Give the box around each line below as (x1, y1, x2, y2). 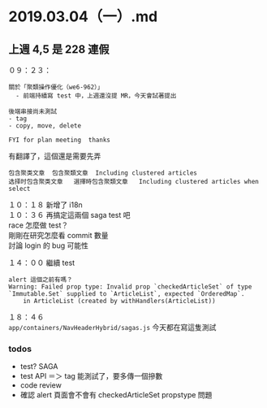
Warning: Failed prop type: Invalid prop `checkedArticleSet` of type (8, 283, 252, 291)
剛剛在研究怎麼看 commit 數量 (8, 231, 109, 240)
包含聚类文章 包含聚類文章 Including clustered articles (8, 169, 197, 177)
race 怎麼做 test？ (8, 220, 69, 230)
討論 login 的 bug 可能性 (8, 241, 89, 250)
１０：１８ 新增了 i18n (8, 200, 83, 210)
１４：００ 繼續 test (8, 258, 75, 267)
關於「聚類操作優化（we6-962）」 (8, 83, 104, 91)
